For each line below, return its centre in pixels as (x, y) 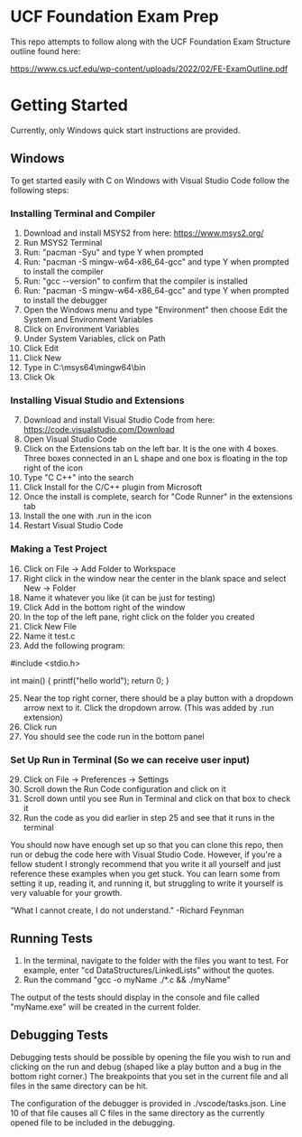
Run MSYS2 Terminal (63, 242)
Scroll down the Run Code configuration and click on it (124, 788)
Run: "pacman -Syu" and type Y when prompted (113, 252)
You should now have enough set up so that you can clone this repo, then (147, 844)
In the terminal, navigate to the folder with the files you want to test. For (156, 960)
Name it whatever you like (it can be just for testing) (119, 597)
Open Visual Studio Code (70, 439)
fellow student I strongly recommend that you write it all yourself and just (146, 863)
